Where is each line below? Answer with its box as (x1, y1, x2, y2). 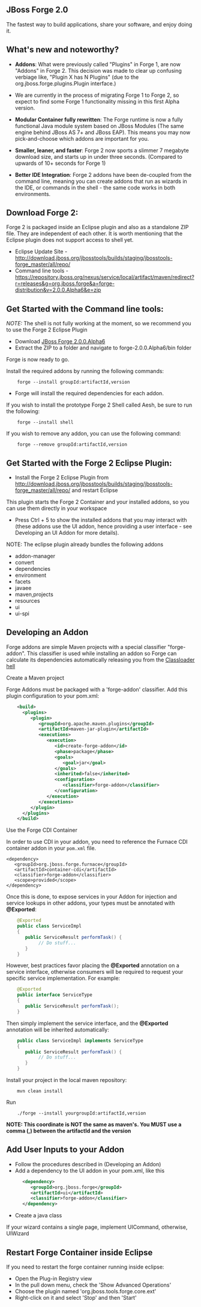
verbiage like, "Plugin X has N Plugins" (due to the (14, 73, 139, 81)
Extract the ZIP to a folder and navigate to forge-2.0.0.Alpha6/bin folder (14, 344, 192, 351)
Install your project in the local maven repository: (6, 1077, 127, 1083)
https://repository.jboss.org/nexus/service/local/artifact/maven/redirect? (14, 274, 195, 281)
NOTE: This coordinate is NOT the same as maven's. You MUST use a (6, 1121, 182, 1128)
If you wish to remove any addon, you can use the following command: (6, 430, 181, 437)
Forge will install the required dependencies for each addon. (14, 390, 164, 397)
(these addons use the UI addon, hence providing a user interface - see (14, 523, 193, 530)
